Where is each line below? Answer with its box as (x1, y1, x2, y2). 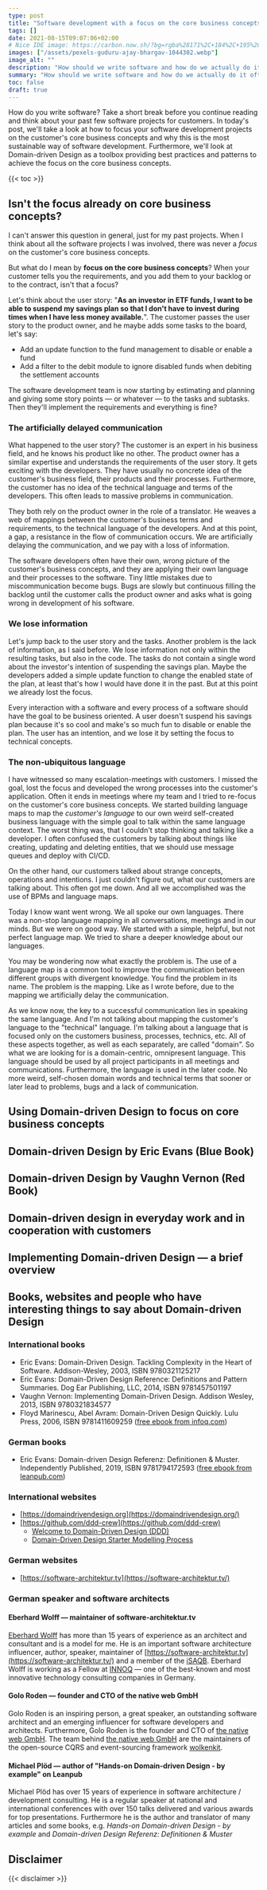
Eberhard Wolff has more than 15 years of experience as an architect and (8, 1630, 248, 1640)
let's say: (8, 329, 38, 339)
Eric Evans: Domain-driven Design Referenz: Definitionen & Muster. (19, 1455, 240, 1464)
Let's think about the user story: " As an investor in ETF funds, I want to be (8, 296, 253, 305)
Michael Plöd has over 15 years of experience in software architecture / (8, 1787, 242, 1797)
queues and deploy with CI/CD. (8, 851, 110, 861)
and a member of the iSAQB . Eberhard (116, 1656, 242, 1665)
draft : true (8, 85, 48, 94)
